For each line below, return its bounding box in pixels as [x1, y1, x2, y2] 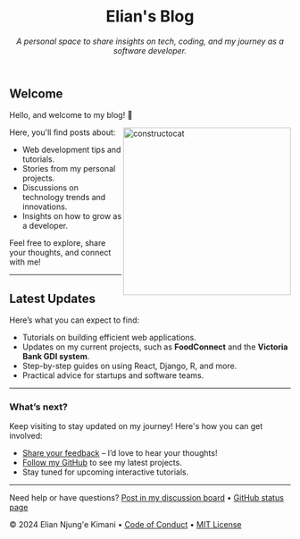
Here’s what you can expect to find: [9, 315, 140, 325]
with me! [9, 257, 42, 267]
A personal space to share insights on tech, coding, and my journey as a [16, 36, 284, 46]
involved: [9, 431, 43, 442]
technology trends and [21, 192, 106, 203]
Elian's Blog [105, 6, 195, 27]
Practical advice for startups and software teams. [21, 370, 204, 381]
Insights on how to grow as [21, 211, 122, 222]
